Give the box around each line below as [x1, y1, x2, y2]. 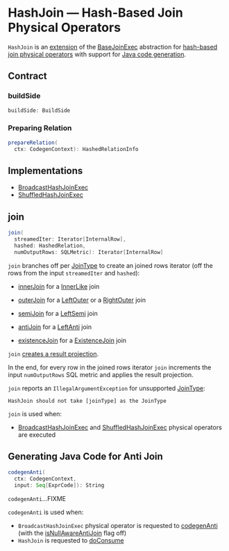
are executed [17, 430, 56, 439]
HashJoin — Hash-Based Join [8, 5, 183, 21]
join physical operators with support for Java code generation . [8, 50, 187, 58]
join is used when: [8, 409, 62, 418]
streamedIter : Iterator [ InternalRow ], [14, 236, 127, 243]
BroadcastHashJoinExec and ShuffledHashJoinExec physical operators [17, 423, 223, 431]
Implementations [8, 165, 83, 177]
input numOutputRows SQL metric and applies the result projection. [8, 370, 194, 378]
